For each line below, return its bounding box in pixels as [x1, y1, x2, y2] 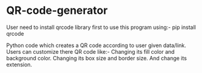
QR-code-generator [6, 4, 108, 17]
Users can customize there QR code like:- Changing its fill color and [6, 48, 175, 55]
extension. [6, 61, 33, 68]
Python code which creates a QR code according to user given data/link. [6, 42, 187, 49]
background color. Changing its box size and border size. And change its [6, 54, 187, 62]
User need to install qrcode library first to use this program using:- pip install [6, 24, 196, 31]
